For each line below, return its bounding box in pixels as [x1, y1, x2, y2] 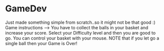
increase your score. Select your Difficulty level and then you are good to [5, 30, 156, 36]
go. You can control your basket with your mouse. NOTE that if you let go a [5, 35, 159, 41]
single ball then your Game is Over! [5, 40, 77, 46]
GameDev [5, 3, 47, 14]
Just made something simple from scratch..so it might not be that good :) [5, 19, 156, 25]
